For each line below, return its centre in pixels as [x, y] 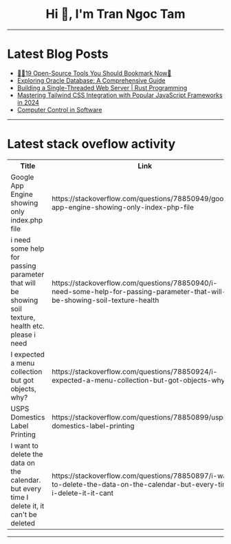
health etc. [27, 326]
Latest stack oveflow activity [91, 144]
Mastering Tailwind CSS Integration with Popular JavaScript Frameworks [120, 95]
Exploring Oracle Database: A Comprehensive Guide [91, 80]
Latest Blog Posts [58, 54]
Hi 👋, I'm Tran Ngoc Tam [115, 14]
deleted [23, 523]
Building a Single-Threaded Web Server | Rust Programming [102, 87]
